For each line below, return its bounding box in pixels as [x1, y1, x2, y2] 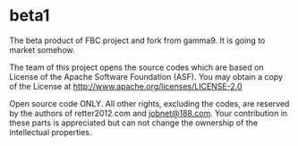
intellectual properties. [9, 126, 92, 137]
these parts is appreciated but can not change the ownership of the [9, 117, 258, 128]
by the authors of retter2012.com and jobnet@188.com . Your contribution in [9, 107, 288, 118]
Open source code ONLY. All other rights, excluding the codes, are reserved [9, 98, 290, 108]
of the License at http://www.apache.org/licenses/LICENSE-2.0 [9, 81, 243, 91]
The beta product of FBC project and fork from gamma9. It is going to [9, 35, 266, 46]
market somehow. [9, 44, 75, 55]
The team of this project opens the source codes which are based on [9, 62, 264, 73]
